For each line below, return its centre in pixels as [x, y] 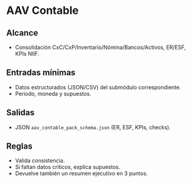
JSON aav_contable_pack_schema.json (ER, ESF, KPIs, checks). [93, 127]
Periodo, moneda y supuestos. [53, 94]
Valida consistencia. [40, 161]
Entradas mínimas [41, 73]
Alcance [22, 33]
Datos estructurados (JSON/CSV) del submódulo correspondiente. [98, 87]
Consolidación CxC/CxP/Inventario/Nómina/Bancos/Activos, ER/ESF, [100, 47]
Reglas [19, 146]
